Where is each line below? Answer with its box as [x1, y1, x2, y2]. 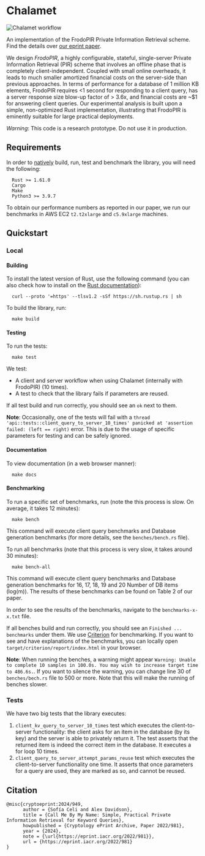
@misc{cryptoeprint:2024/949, [6, 801, 84, 807]
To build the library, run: [6, 304, 67, 312]
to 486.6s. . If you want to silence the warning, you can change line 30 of [6, 667, 192, 675]
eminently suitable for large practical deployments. [6, 113, 135, 120]
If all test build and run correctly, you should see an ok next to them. [6, 402, 177, 409]
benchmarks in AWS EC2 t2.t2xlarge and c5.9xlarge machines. [6, 210, 168, 217]
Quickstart [6, 228, 48, 239]
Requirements [6, 142, 61, 153]
